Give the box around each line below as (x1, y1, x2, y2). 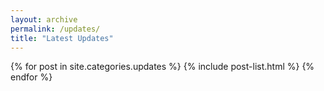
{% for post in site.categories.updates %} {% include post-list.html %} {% (10, 61, 315, 73)
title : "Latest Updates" (10, 33, 114, 43)
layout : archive (10, 14, 78, 25)
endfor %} (10, 71, 53, 83)
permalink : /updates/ (10, 24, 101, 34)
